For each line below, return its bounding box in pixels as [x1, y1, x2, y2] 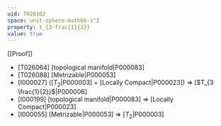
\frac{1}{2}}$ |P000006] [17, 88, 87, 96]
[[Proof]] [7, 50, 33, 58]
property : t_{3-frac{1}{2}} [7, 23, 91, 30]
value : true [7, 30, 42, 38]
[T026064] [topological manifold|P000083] [17, 63, 145, 71]
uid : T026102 [7, 10, 46, 18]
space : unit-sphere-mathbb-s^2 [7, 17, 100, 24]
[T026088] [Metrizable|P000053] [17, 71, 116, 79]
